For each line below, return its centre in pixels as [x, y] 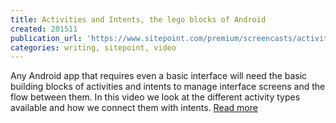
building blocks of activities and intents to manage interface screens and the [168, 87]
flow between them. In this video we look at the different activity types [155, 97]
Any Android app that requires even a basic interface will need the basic [159, 76]
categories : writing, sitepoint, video [93, 47]
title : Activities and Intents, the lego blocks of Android [138, 19]
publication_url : [46, 38]
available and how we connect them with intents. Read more [134, 108]
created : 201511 [44, 29]
